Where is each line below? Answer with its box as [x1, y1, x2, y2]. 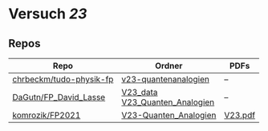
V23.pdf [224, 109, 255, 121]
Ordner [155, 61, 183, 71]
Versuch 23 [8, 5, 87, 23]
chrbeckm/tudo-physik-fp [12, 73, 114, 85]
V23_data [121, 87, 158, 97]
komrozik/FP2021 [12, 109, 81, 121]
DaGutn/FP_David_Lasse [12, 92, 106, 102]
